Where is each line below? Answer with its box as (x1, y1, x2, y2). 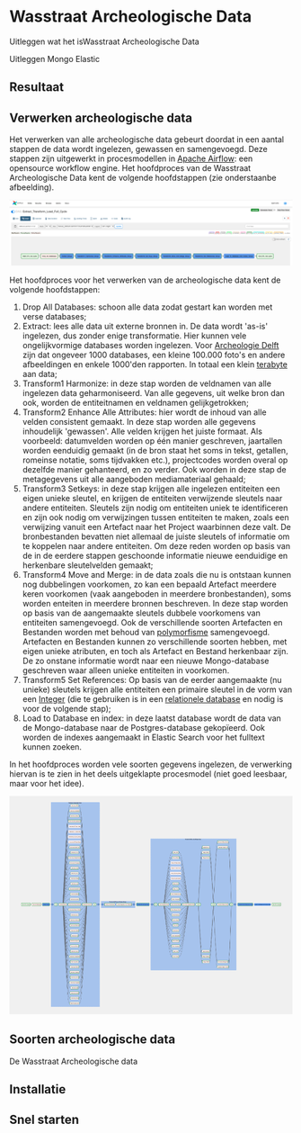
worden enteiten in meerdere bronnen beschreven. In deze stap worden (22, 598, 289, 608)
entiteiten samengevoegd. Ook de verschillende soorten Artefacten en (22, 616, 283, 627)
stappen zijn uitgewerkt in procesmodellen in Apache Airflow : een (9, 153, 253, 164)
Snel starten (9, 1112, 79, 1128)
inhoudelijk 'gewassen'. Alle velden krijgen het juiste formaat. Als (22, 426, 263, 436)
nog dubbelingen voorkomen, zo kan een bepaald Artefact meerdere (22, 579, 277, 589)
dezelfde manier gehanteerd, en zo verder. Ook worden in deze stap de (22, 463, 287, 474)
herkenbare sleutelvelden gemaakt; (22, 560, 154, 571)
